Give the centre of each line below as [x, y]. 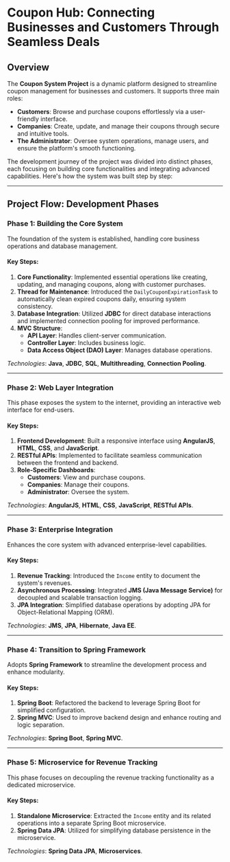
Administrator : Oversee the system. [78, 492]
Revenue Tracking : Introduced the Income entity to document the [108, 575]
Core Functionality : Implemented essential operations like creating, [112, 277]
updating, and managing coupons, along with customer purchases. [112, 284]
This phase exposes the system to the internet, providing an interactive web [114, 403]
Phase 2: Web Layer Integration [61, 388]
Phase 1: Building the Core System [65, 223]
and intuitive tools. [43, 133]
